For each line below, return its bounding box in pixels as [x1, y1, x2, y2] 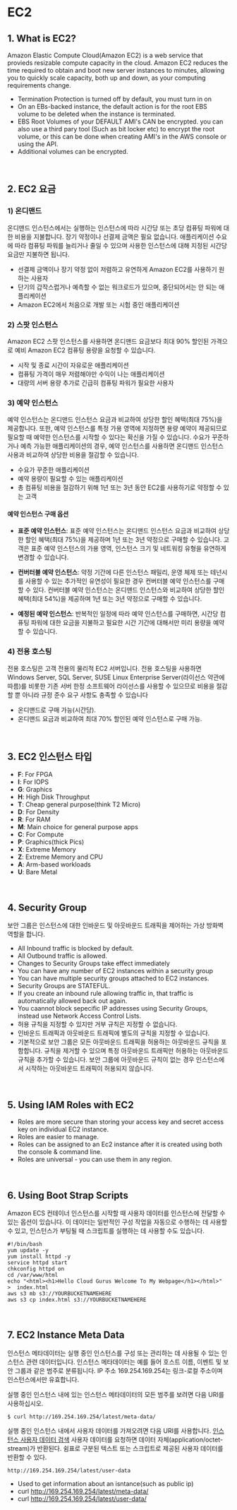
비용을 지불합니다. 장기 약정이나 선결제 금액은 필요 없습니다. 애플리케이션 [14, 232, 214, 241]
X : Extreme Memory [17, 845, 76, 853]
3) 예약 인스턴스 [7, 398, 59, 408]
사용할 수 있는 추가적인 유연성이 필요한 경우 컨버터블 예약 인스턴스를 [25, 577, 212, 585]
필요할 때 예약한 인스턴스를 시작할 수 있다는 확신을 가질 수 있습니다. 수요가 [7, 433, 210, 441]
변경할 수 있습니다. [17, 553, 69, 561]
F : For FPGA [17, 770, 53, 778]
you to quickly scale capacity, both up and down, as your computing [7, 73, 206, 82]
